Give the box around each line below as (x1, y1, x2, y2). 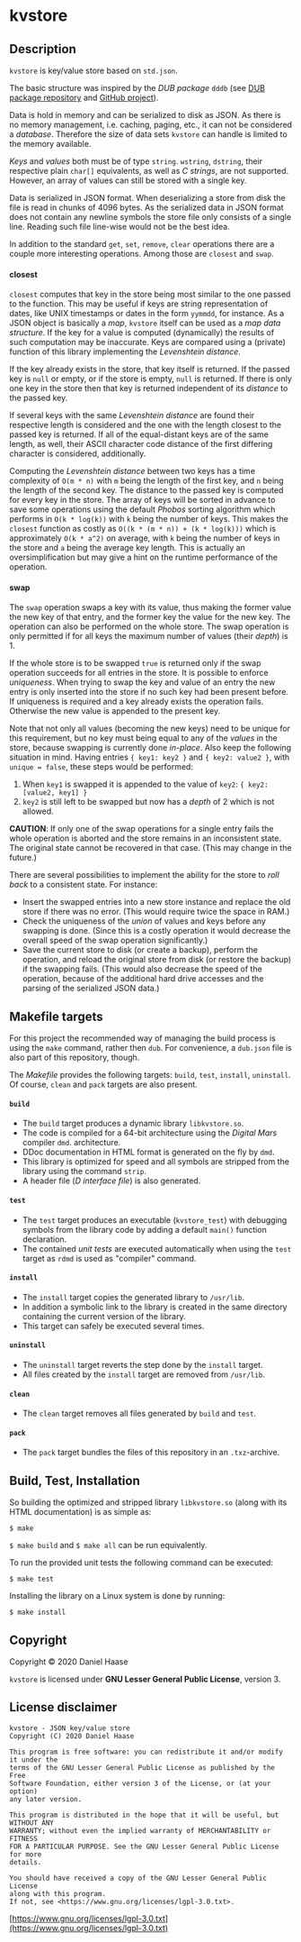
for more (9, 1849, 42, 1859)
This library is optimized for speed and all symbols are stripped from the (22, 1156, 290, 1167)
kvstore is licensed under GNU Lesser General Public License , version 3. (9, 1673, 281, 1685)
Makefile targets (9, 1008, 103, 1024)
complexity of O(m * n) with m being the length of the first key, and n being (9, 475, 285, 487)
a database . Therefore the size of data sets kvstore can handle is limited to (9, 129, 288, 140)
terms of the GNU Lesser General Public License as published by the (9, 1763, 276, 1772)
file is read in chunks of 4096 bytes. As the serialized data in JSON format (9, 202, 285, 213)
